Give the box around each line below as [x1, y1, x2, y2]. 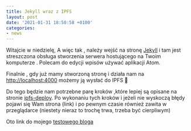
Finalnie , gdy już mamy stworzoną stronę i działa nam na [6, 70, 145, 78]
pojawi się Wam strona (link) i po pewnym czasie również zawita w [6, 100, 167, 108]
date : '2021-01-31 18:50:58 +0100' [6, 19, 93, 25]
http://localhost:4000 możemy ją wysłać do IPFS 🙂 [6, 77, 128, 84]
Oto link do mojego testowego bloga [6, 118, 94, 125]
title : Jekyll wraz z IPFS [6, 8, 72, 15]
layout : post [6, 14, 38, 20]
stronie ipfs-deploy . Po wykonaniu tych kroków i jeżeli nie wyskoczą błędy [6, 95, 186, 102]
